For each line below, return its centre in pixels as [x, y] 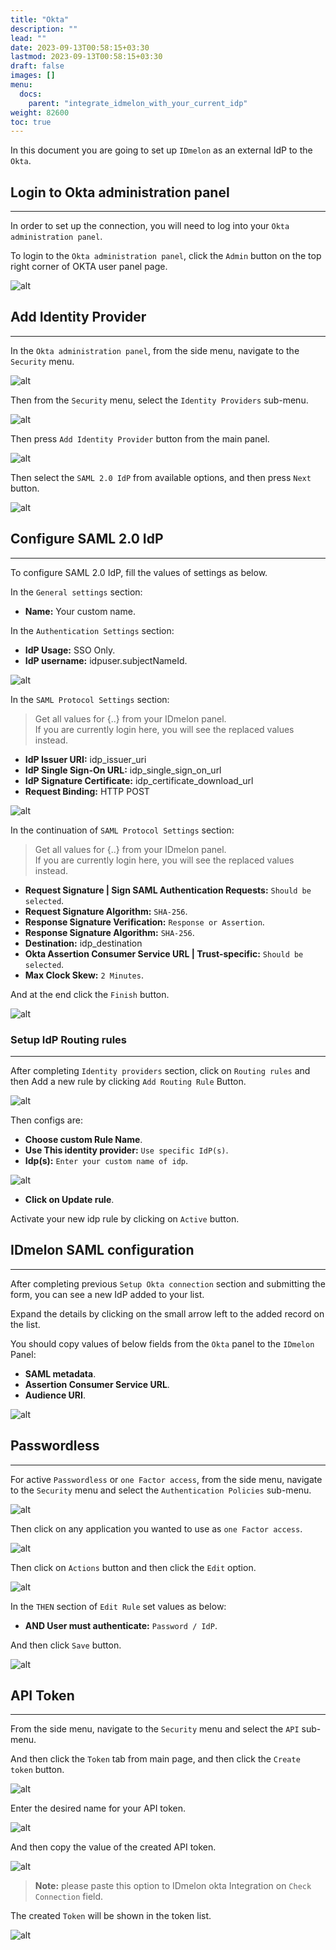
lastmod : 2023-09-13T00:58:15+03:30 [86, 57]
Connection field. [69, 1897]
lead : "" [28, 38]
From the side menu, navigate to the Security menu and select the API [155, 1729]
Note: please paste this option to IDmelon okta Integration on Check [173, 1886]
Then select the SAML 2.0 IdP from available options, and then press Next [161, 477]
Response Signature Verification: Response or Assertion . [144, 922]
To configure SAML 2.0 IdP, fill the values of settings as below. [139, 572]
